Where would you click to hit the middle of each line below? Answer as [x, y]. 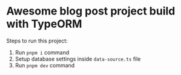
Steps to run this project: [37, 41]
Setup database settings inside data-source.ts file [78, 59]
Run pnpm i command [42, 52]
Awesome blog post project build [91, 11]
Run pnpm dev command [45, 65]
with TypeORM [44, 24]
